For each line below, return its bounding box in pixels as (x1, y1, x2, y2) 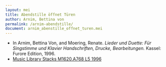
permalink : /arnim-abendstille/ (5, 21, 73, 27)
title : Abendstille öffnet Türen (5, 12, 76, 17)
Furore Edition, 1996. (12, 51, 56, 57)
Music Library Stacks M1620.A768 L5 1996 (12, 56, 102, 62)
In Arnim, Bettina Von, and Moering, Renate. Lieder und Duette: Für (12, 40, 151, 46)
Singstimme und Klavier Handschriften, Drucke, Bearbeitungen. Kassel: (12, 45, 161, 51)
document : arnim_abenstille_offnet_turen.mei (5, 26, 102, 31)
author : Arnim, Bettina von (5, 17, 65, 22)
